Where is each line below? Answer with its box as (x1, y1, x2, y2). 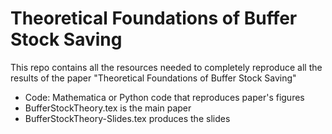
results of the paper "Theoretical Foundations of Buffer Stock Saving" (10, 72, 297, 84)
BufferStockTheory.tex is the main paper (24, 102, 192, 114)
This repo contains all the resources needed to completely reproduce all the (10, 61, 323, 73)
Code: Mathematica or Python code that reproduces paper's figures (24, 91, 305, 103)
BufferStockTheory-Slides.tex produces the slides (24, 112, 231, 124)
